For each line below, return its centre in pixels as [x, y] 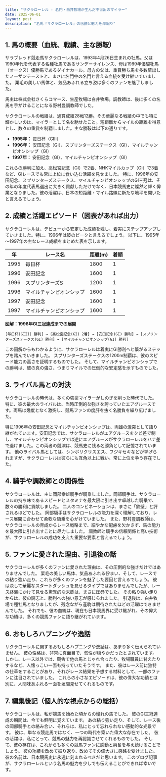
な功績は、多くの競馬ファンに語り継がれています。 [57, 617]
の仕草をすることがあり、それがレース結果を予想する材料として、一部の [78, 672]
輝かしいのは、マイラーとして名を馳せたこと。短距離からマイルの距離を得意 [83, 122]
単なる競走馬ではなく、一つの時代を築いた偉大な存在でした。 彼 [93, 732]
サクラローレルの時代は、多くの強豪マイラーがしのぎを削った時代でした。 [81, 398]
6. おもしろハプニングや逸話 [48, 634]
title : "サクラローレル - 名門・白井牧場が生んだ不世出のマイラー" [66, 10]
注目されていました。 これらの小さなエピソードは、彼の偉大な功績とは [86, 678]
